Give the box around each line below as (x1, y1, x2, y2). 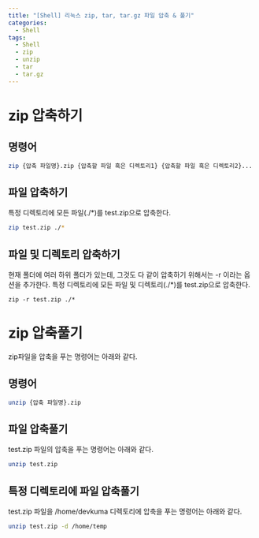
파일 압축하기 (8, 185, 68, 199)
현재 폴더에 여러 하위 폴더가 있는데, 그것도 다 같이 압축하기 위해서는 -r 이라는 (8, 270, 242, 279)
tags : (8, 33, 26, 42)
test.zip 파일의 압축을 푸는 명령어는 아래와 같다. (8, 445, 154, 454)
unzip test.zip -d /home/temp (8, 522, 108, 531)
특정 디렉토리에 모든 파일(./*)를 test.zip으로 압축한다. (8, 208, 172, 218)
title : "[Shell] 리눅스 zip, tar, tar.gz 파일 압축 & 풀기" (8, 11, 194, 20)
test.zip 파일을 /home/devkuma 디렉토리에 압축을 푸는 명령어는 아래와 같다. (8, 506, 242, 517)
